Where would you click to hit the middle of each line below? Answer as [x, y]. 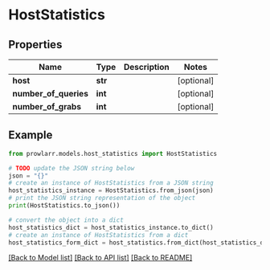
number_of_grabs [47, 106]
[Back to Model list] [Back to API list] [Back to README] [100, 258]
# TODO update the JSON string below [72, 168]
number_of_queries [50, 94]
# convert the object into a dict [66, 220]
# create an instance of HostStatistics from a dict [98, 235]
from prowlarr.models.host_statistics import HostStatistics [113, 153]
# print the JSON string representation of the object [102, 198]
